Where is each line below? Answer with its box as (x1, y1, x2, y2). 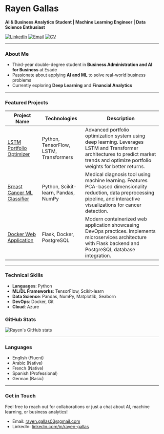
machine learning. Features (85, 177, 148, 184)
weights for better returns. (85, 163, 145, 170)
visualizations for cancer (85, 201, 142, 208)
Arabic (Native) (12, 360, 43, 366)
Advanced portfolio (85, 126, 129, 133)
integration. (85, 252, 111, 259)
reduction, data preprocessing (85, 189, 155, 196)
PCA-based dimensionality (85, 183, 147, 190)
